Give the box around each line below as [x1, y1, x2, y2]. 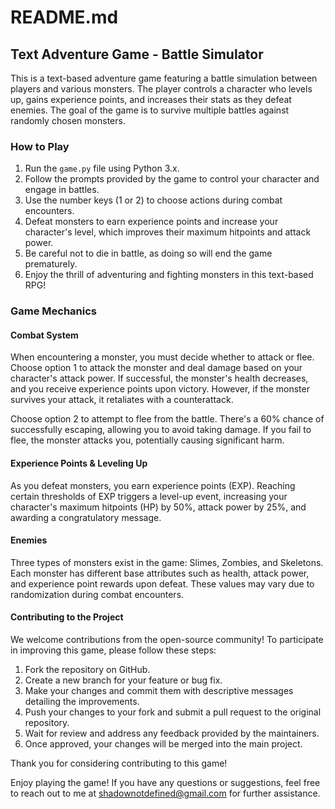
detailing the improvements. [24, 696, 140, 708]
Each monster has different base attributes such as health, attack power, [10, 567, 310, 579]
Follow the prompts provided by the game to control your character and [24, 173, 320, 185]
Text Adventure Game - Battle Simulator [10, 46, 264, 63]
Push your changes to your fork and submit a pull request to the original [24, 706, 322, 718]
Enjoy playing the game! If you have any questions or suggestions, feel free [10, 777, 321, 789]
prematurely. [24, 258, 78, 270]
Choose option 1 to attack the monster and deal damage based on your [10, 362, 303, 374]
